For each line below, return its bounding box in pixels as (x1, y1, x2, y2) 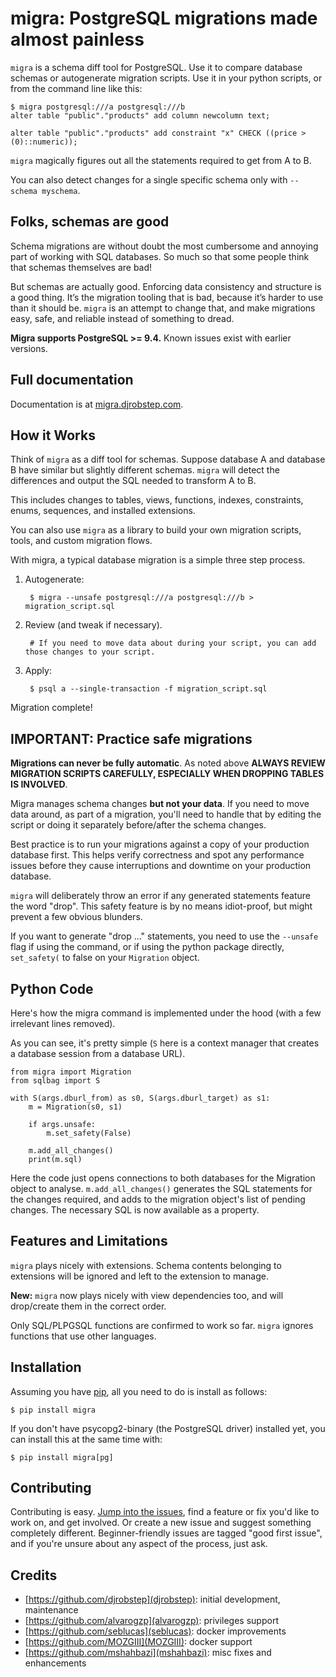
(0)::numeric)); (10, 137, 78, 147)
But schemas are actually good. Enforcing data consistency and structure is (10, 280, 322, 292)
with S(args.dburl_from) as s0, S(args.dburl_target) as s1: (10, 1093, 271, 1103)
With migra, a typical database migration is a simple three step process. (10, 554, 306, 566)
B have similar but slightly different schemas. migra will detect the (10, 464, 280, 476)
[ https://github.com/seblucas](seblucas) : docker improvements (24, 1625, 287, 1637)
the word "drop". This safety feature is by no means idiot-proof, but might (10, 900, 313, 912)
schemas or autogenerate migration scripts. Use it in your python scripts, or (10, 72, 323, 84)
